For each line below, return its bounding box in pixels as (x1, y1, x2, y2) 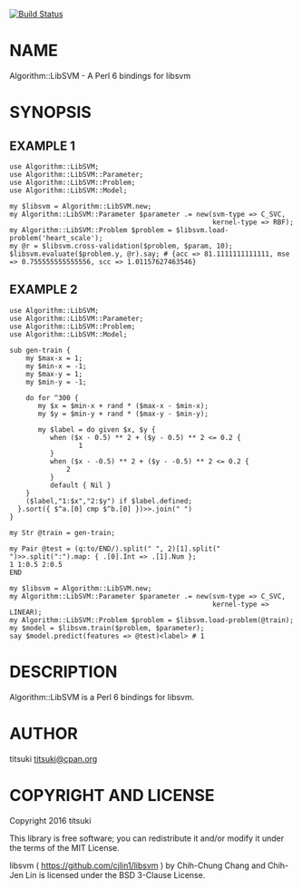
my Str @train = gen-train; (9, 528, 116, 537)
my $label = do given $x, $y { (37, 424, 156, 434)
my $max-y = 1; (25, 369, 83, 378)
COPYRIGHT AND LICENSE (9, 785, 215, 805)
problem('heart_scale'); (9, 233, 103, 242)
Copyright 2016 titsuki (9, 815, 92, 825)
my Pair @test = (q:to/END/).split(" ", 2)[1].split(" (9, 544, 221, 553)
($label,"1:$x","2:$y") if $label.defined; (25, 496, 193, 505)
